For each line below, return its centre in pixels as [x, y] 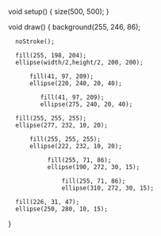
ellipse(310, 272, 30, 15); [108, 188]
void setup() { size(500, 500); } [59, 12]
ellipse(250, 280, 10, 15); [62, 209]
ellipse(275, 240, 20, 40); [86, 104]
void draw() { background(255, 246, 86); [75, 27]
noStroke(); [35, 41]
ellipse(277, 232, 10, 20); [62, 125]
